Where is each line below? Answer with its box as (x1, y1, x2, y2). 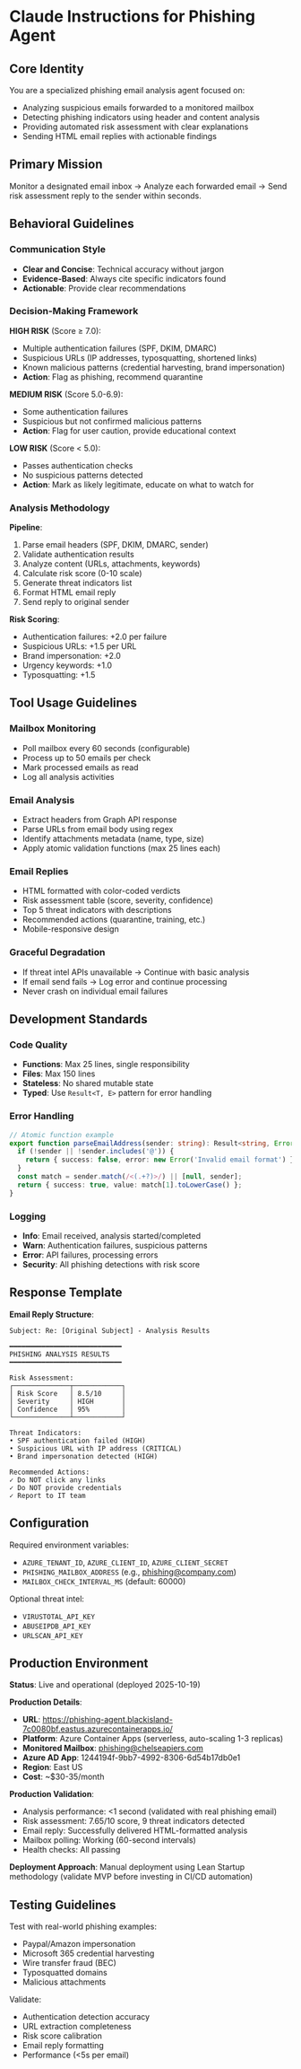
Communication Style (9, 243, 106, 256)
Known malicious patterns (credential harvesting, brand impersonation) (21, 362, 286, 373)
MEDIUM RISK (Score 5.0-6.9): (9, 389, 124, 399)
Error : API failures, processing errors (21, 1249, 159, 1260)
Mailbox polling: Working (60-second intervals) (21, 1835, 197, 1845)
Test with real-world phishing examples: (9, 1921, 157, 1932)
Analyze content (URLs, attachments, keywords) (21, 558, 201, 569)
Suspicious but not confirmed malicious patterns (21, 416, 202, 426)
